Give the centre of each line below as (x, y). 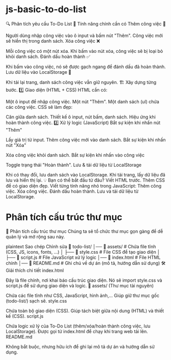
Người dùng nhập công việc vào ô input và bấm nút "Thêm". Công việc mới (84, 35)
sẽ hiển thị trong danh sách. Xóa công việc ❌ (53, 41)
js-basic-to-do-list (46, 9)
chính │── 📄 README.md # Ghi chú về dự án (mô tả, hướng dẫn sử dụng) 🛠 (86, 263)
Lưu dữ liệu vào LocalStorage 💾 (39, 72)
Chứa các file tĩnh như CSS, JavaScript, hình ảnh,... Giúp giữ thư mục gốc (83, 295)
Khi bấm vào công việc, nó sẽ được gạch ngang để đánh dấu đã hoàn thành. (86, 67)
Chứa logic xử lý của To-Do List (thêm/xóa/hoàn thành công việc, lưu (78, 326)
